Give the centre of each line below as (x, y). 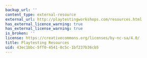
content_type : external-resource (41, 15)
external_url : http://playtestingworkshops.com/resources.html (74, 19)
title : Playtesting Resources (37, 43)
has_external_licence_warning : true (44, 24)
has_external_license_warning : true (44, 29)
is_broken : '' (20, 33)
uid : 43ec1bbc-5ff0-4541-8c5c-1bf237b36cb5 (52, 47)
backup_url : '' (21, 10)
